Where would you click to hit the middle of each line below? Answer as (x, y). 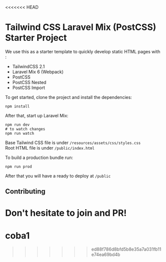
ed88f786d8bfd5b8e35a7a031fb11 (126, 249)
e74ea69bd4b (106, 255)
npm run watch (20, 133)
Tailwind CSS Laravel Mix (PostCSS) (81, 27)
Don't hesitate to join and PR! (66, 213)
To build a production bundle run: (39, 157)
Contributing (25, 192)
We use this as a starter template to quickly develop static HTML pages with (83, 51)
